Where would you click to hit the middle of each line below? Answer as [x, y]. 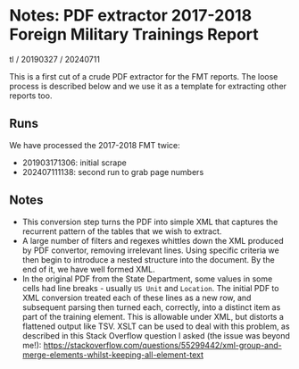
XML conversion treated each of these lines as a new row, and [137, 298]
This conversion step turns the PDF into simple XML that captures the [150, 222]
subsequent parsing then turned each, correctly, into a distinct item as [151, 307]
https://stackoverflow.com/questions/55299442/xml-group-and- [163, 345]
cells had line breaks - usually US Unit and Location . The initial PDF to [150, 288]
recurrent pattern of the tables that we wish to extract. [122, 231]
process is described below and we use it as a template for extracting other [148, 86]
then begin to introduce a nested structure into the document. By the [148, 259]
